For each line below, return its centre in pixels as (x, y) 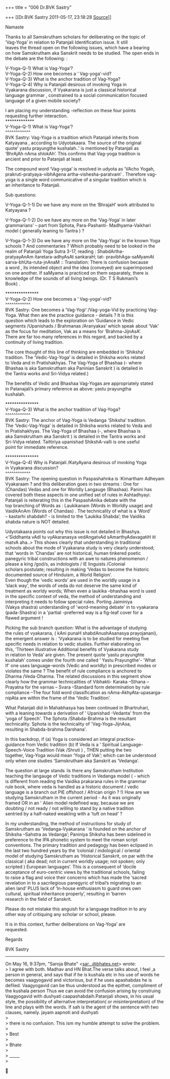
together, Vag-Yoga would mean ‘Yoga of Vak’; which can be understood (81, 755)
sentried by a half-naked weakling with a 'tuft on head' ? (64, 814)
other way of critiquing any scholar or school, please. (61, 914)
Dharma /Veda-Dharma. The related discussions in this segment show (78, 676)
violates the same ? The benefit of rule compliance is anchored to (74, 671)
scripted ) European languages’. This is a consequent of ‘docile (71, 867)
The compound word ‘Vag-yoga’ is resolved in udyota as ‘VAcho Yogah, (80, 169)
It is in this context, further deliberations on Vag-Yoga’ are (65, 924)
